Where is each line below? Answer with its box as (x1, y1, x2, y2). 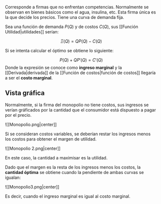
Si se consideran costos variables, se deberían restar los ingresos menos (5, 131, 151, 137)
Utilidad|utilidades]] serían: (5, 29, 59, 34)
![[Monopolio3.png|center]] (5, 184, 59, 189)
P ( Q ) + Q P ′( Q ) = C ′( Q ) (59, 57, 103, 63)
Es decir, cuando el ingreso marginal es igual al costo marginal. (5, 193, 131, 199)
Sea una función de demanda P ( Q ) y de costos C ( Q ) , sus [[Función (5, 24, 139, 30)
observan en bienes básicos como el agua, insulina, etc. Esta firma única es (5, 9, 156, 15)
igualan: (5, 174, 21, 180)
